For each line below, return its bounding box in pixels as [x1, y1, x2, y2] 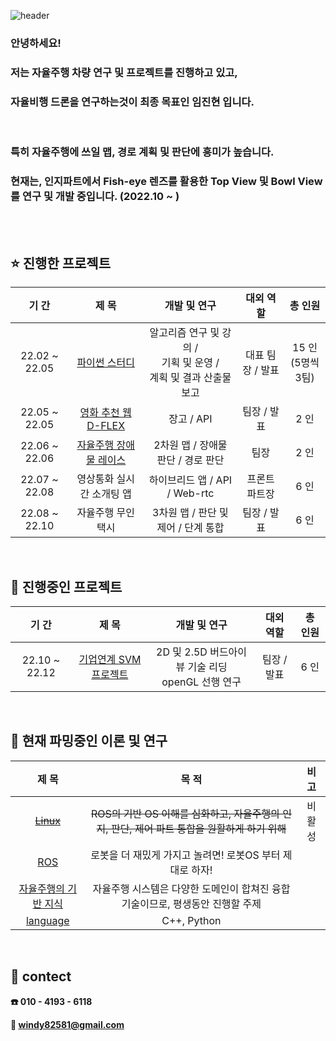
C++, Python [161, 913, 222, 927]
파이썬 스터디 [76, 356, 135, 370]
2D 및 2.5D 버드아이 [156, 645, 248, 659]
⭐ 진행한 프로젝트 [10, 255, 111, 272]
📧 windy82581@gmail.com [10, 1018, 125, 1030]
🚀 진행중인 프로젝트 [10, 578, 123, 595]
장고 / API [168, 412, 213, 426]
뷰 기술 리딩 [175, 660, 228, 674]
